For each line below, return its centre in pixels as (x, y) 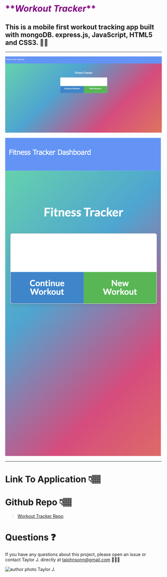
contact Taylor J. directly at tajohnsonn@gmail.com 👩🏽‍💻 (63, 560)
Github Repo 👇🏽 (39, 502)
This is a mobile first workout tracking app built (80, 27)
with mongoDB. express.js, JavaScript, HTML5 (79, 35)
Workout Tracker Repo (40, 516)
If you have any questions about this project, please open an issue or (76, 555)
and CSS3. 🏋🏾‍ (27, 43)
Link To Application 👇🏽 (53, 479)
